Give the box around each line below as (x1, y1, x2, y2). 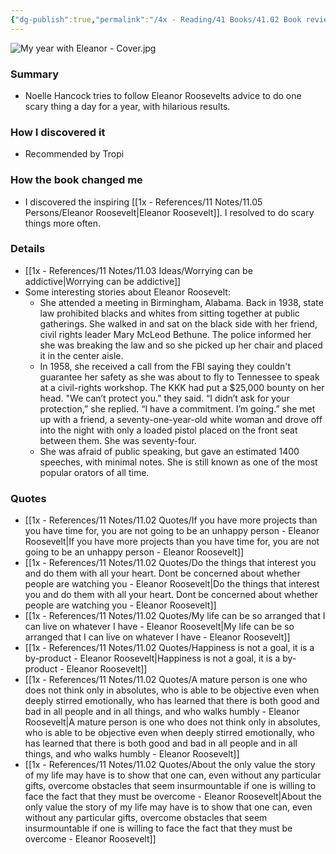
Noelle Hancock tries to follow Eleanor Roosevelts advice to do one (24, 89, 302, 101)
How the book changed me (10, 173, 143, 187)
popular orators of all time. (39, 466, 150, 478)
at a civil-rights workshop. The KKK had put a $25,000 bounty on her (39, 381, 325, 393)
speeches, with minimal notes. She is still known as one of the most (39, 456, 318, 468)
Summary (10, 67, 60, 81)
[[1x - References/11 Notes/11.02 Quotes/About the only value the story (24, 759, 316, 771)
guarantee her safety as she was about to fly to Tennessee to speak (39, 371, 320, 383)
